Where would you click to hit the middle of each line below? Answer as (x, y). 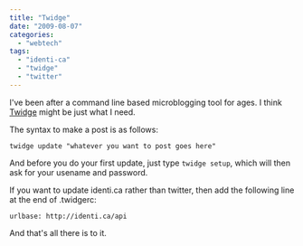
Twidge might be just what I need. (72, 112)
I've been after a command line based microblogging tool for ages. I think (146, 102)
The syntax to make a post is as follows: (84, 129)
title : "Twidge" (40, 18)
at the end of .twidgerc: (53, 199)
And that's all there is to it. (58, 232)
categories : (32, 34)
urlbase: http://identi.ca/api (68, 216)
